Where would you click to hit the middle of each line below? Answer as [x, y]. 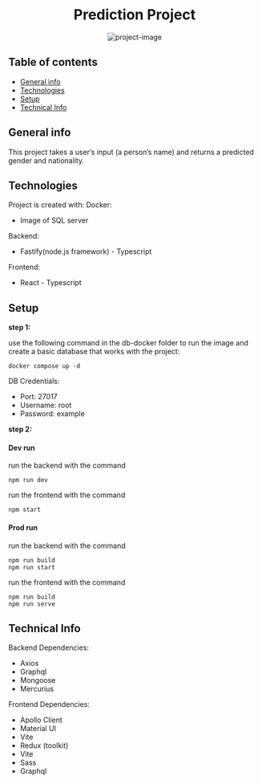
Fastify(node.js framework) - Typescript [86, 251]
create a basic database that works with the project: [94, 352]
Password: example [52, 414]
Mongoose [38, 680]
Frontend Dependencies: [49, 704]
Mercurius [37, 689]
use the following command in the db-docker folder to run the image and [128, 343]
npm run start [32, 567]
